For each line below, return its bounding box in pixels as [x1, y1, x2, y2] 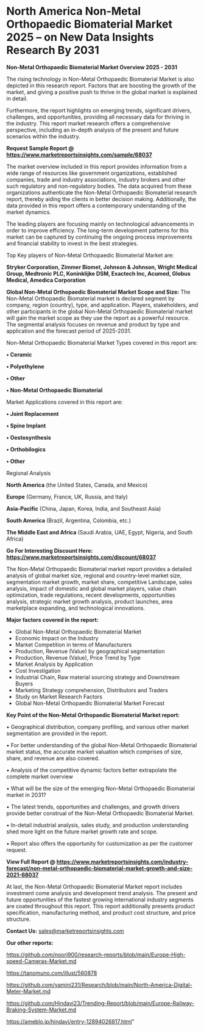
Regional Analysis [6, 469, 51, 476]
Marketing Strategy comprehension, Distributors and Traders [15, 686, 169, 693]
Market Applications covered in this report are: [6, 398, 123, 405]
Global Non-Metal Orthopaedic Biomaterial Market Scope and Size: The [6, 288, 191, 295]
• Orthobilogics [6, 445, 46, 453]
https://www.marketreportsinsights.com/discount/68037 [6, 553, 157, 561]
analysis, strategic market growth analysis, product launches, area [6, 597, 173, 605]
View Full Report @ [6, 858, 56, 865]
